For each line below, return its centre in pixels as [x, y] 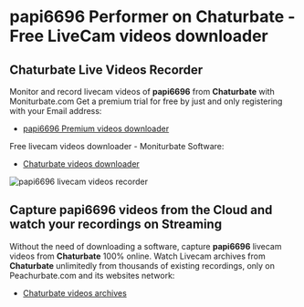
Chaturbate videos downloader [81, 164]
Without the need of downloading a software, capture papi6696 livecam [146, 246]
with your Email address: [56, 111]
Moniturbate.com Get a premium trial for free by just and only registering [146, 101]
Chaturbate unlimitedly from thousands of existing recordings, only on [142, 265]
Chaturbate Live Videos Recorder [106, 70]
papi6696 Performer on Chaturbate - [152, 17]
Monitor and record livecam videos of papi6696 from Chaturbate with [142, 92]
